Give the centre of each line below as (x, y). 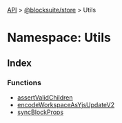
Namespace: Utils (59, 38)
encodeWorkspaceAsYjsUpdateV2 (66, 104)
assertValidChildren (45, 97)
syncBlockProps (40, 112)
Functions (24, 82)
